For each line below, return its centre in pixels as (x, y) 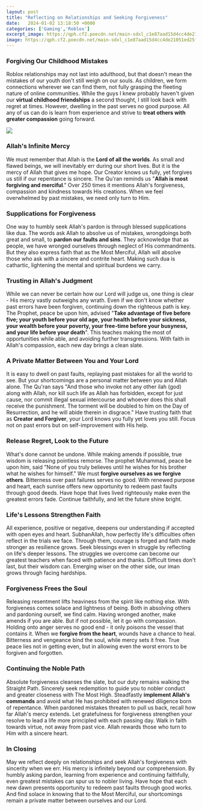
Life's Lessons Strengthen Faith (54, 515)
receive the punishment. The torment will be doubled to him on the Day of (98, 406)
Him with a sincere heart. (37, 733)
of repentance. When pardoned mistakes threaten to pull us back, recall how (101, 707)
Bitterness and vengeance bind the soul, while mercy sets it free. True (93, 640)
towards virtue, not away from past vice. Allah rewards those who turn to (96, 727)
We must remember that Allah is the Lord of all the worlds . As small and (95, 159)
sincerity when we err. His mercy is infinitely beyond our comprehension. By (101, 768)
